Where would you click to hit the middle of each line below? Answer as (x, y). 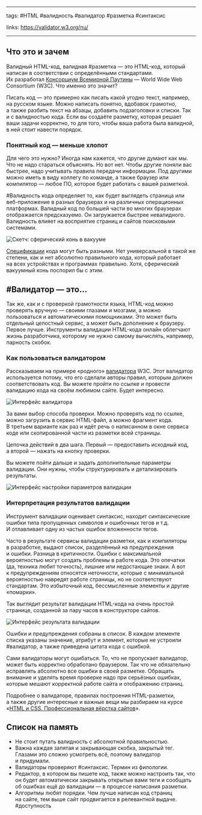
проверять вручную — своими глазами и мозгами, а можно (84, 310)
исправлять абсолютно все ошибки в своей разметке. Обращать (90, 671)
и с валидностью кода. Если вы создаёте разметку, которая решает (94, 117)
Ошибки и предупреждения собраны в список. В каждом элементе (93, 633)
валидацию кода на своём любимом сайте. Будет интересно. (85, 391)
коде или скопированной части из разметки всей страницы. (84, 433)
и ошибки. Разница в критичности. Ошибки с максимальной (84, 554)
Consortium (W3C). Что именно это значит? (62, 86)
